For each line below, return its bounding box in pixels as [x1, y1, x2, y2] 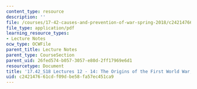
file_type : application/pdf [6, 25, 75, 31]
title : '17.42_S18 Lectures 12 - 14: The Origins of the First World [6, 69, 180, 74]
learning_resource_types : [6, 30, 69, 36]
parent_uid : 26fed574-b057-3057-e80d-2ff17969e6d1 [6, 57, 133, 63]
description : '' [6, 14, 46, 20]
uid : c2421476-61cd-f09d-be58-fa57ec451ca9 [6, 74, 114, 80]
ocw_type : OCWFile [6, 42, 51, 47]
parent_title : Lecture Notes [6, 47, 77, 53]
